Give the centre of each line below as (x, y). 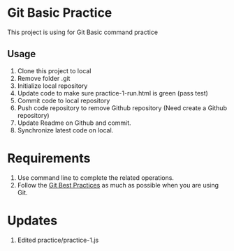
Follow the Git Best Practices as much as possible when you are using (118, 185)
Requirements (49, 158)
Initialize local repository (52, 86)
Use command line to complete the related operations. (96, 177)
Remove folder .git (44, 78)
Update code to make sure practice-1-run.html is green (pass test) (112, 93)
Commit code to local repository (64, 100)
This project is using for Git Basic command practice (83, 32)
